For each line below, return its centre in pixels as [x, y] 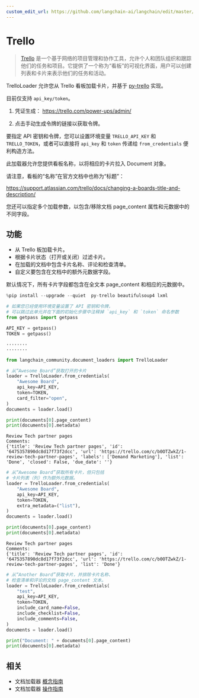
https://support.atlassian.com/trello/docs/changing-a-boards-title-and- [93, 188]
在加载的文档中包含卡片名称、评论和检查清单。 [72, 264]
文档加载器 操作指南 [39, 689]
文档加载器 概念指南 [39, 681]
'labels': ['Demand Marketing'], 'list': [132, 457]
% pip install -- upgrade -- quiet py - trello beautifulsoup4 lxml [87, 296]
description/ [21, 194]
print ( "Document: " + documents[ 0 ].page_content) [69, 640]
